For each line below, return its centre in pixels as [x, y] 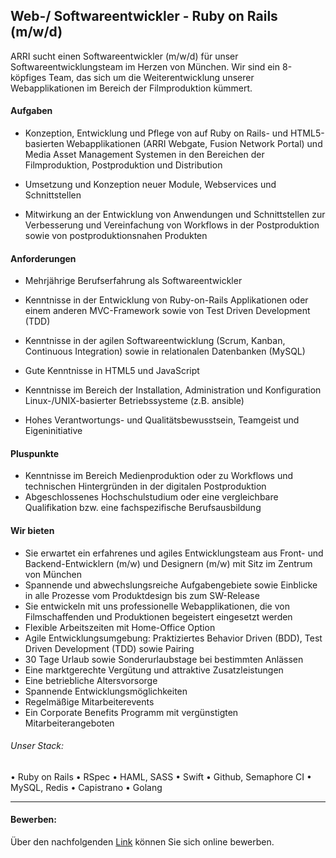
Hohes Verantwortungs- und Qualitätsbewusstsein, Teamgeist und [162, 420]
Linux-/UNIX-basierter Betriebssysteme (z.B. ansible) [134, 401]
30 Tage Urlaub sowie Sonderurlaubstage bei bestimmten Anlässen [164, 659]
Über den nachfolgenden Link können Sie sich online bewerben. [142, 842]
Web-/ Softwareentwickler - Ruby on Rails [144, 16]
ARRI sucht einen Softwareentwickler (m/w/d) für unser [124, 56]
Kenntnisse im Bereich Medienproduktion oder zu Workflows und [159, 476]
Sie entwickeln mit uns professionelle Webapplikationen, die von [157, 606]
